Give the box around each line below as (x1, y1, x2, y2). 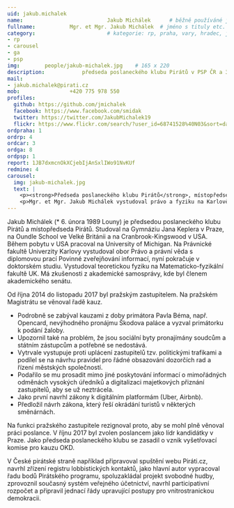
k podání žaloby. (17, 326, 65, 334)
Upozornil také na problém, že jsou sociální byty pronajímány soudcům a (17, 334, 226, 342)
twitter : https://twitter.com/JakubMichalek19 (13, 114, 151, 121)
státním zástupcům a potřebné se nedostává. (17, 341, 148, 349)
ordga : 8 (7, 147, 33, 154)
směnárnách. (17, 408, 56, 416)
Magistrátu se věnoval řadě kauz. (7, 298, 103, 306)
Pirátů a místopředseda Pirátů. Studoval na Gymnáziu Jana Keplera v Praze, (7, 225, 224, 233)
